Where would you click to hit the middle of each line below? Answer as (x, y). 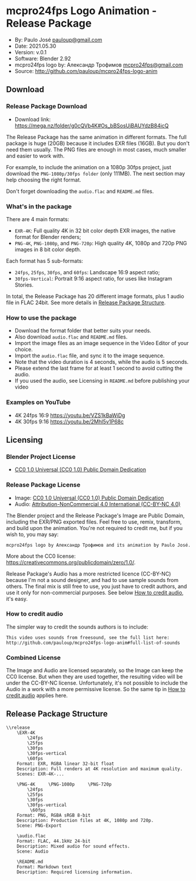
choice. (24, 350)
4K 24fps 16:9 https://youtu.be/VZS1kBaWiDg (70, 415)
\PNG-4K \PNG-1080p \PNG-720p (64, 784)
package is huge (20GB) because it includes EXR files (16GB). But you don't (98, 143)
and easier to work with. (35, 156)
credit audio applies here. (37, 696)
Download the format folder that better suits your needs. (83, 331)
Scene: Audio (33, 851)
